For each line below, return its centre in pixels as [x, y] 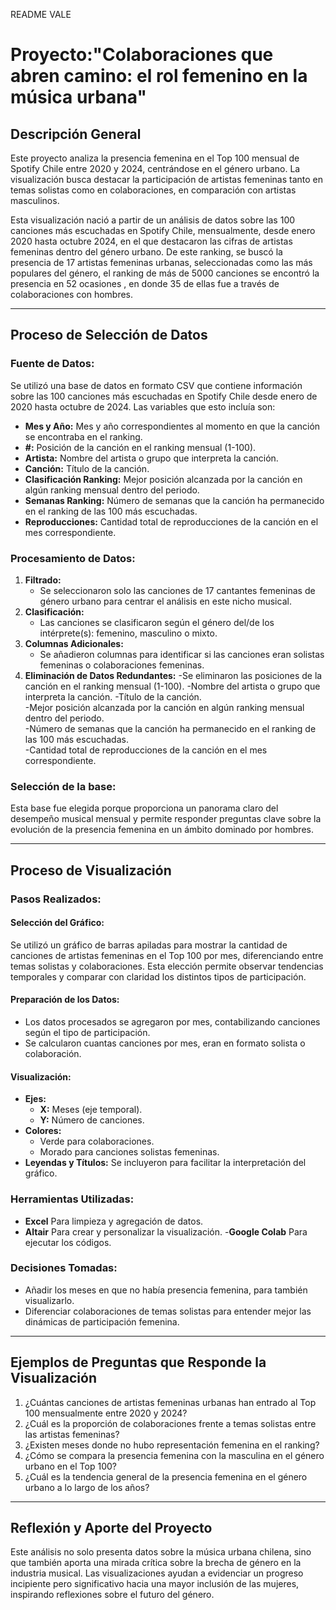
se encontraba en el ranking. [83, 436]
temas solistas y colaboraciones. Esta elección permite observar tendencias [167, 966]
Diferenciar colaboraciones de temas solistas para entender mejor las [168, 1311]
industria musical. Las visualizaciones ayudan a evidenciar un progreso [157, 1573]
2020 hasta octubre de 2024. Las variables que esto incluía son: [143, 406]
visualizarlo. [49, 1300]
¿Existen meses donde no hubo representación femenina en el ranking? [172, 1445]
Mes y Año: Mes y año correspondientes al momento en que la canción [172, 426]
